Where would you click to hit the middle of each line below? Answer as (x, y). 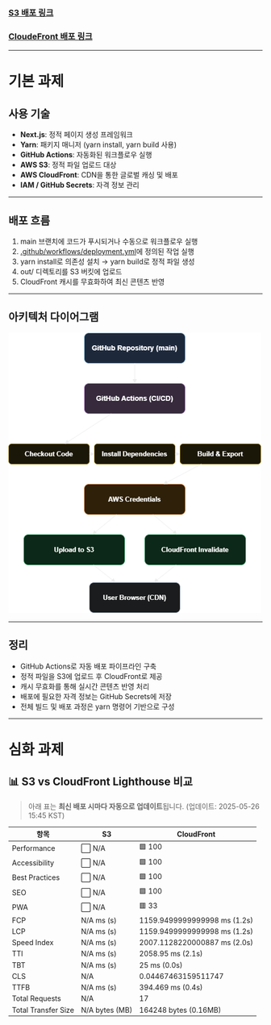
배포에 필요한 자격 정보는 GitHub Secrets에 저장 (96, 696)
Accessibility (33, 863)
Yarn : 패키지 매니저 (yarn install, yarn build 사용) (98, 145)
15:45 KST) (46, 815)
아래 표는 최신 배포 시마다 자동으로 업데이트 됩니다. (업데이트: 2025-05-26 (144, 806)
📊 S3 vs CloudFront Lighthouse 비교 (101, 782)
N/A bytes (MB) (107, 1010)
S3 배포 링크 (31, 12)
